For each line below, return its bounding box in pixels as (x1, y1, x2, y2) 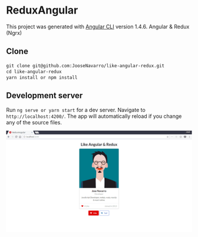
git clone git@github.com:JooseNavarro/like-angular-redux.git (6, 62, 165, 68)
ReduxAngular (6, 4, 78, 17)
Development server (6, 91, 83, 101)
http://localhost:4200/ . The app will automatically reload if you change (6, 113, 182, 120)
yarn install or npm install (6, 74, 78, 80)
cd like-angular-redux (6, 68, 62, 74)
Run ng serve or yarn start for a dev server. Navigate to (6, 106, 146, 113)
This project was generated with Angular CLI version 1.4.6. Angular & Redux (6, 23, 190, 30)
